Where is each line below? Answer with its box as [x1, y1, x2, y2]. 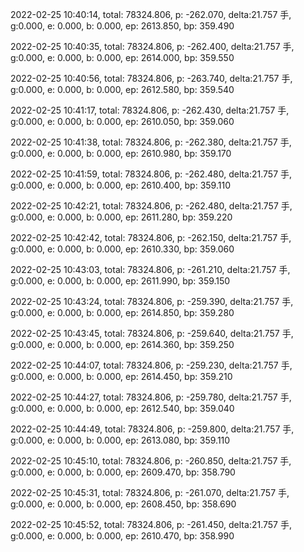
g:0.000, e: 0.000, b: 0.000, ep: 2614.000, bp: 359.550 [10, 52, 235, 63]
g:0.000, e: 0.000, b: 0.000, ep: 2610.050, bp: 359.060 [10, 116, 235, 127]
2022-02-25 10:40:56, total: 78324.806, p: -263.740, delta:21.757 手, [10, 73, 293, 84]
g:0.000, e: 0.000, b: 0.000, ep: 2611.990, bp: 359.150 [10, 275, 231, 287]
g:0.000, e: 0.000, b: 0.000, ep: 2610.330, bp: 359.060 [10, 243, 235, 255]
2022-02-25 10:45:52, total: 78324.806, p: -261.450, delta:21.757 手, [10, 519, 292, 530]
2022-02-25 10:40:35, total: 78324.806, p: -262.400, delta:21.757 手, [10, 41, 295, 52]
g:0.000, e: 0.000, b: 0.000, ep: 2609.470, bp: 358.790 [10, 466, 236, 478]
